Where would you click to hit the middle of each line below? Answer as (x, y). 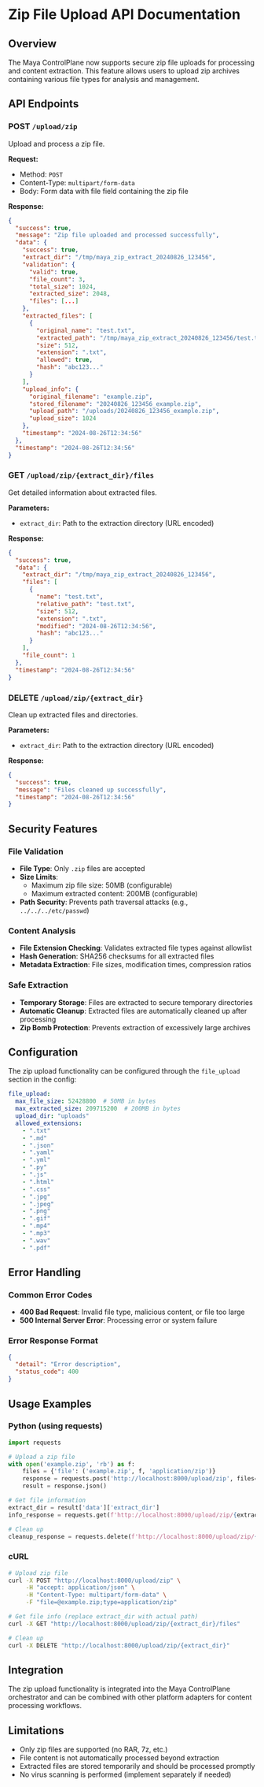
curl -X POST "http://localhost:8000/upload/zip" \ (94, 1580)
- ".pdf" (37, 1248)
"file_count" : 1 (49, 656)
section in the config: (42, 1080)
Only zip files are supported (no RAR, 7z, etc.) (93, 1750)
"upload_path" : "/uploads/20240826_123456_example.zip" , (124, 411)
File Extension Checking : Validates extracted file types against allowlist (136, 948)
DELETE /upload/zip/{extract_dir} (76, 698)
